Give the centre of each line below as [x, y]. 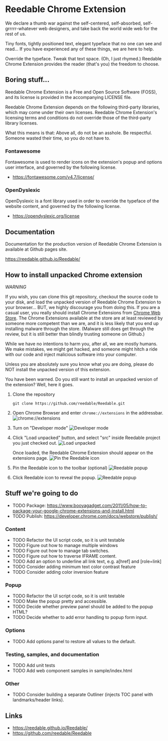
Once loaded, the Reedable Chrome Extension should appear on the [83, 453]
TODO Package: [29, 505]
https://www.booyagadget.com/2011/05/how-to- [97, 505]
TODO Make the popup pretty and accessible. [60, 601]
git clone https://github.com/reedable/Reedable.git [69, 403]
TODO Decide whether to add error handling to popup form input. [80, 617]
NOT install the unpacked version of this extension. [58, 369]
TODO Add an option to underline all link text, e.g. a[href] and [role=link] [87, 562]
